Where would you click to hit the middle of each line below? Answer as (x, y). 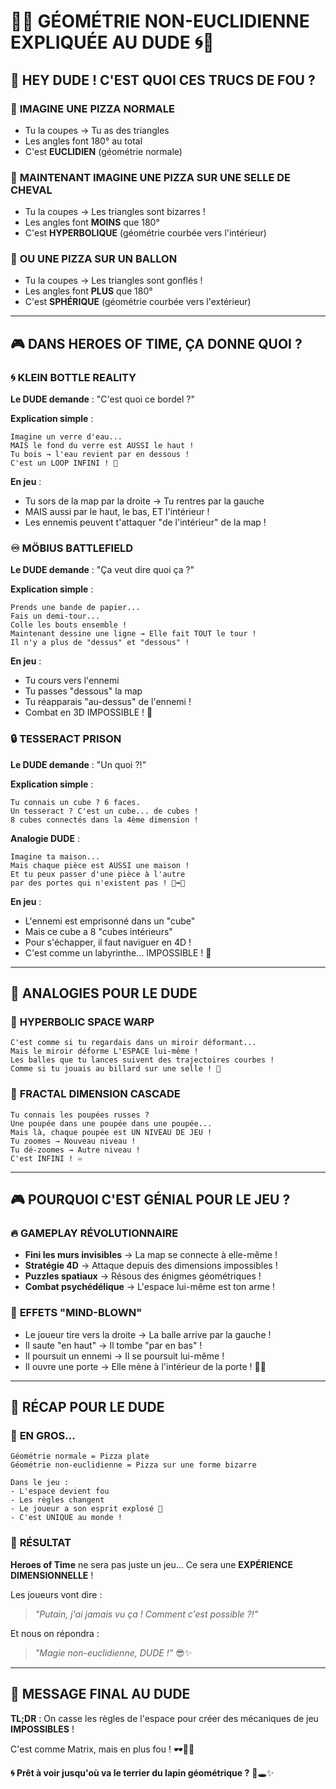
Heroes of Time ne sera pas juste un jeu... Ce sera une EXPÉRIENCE (151, 1564)
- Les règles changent (57, 1500)
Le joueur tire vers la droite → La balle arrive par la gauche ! (148, 1334)
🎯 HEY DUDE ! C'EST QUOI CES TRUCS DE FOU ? (163, 80)
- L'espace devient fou (60, 1491)
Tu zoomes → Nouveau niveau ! (73, 1141)
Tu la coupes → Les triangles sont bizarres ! (115, 212)
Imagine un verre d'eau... (66, 437)
